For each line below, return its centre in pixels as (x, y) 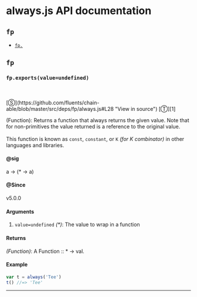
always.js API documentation (79, 11)
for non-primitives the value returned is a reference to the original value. (93, 126)
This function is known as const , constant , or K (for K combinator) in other (95, 139)
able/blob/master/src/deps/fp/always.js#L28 (60, 109)
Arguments (20, 211)
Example (17, 265)
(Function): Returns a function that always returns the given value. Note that (98, 120)
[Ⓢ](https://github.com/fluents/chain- (53, 102)
